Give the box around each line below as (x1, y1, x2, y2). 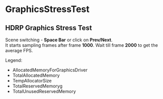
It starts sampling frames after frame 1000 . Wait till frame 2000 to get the (5, 42, 158, 48)
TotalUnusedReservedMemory (12, 88, 76, 94)
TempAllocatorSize (12, 78, 52, 83)
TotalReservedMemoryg (12, 83, 63, 89)
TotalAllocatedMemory (12, 72, 60, 78)
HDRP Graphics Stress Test (5, 24, 92, 32)
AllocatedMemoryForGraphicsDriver (12, 67, 88, 73)
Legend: (5, 57, 23, 63)
